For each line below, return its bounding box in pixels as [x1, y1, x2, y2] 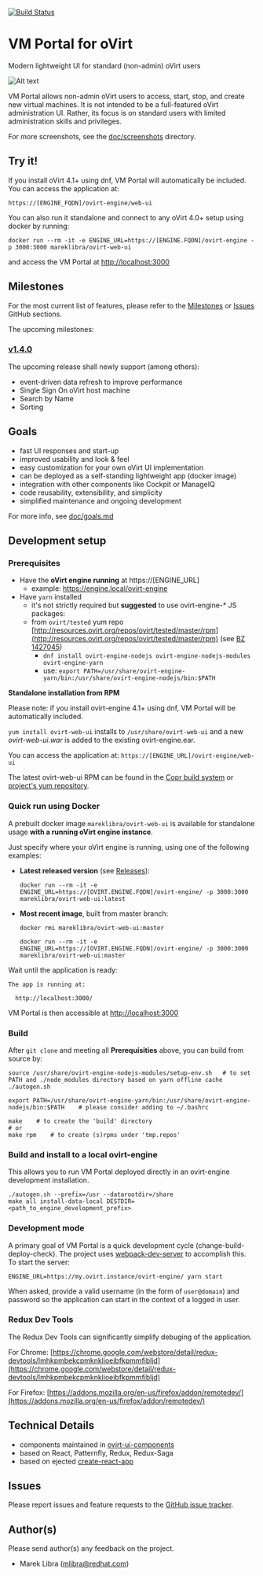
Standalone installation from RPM [8, 688, 120, 698]
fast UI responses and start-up [19, 445, 119, 456]
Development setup [8, 534, 107, 548]
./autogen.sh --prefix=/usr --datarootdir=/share [8, 1190, 174, 1199]
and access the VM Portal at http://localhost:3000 [8, 257, 170, 267]
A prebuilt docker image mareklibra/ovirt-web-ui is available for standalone [8, 818, 255, 828]
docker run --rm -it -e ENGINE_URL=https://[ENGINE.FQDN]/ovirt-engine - [8, 236, 255, 244]
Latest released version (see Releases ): [19, 866, 151, 875]
